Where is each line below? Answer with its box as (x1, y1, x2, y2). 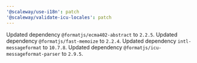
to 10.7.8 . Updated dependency (43, 43, 122, 51)
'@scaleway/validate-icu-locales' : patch (6, 14, 112, 20)
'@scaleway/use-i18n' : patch (6, 8, 80, 15)
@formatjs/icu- (123, 44, 161, 51)
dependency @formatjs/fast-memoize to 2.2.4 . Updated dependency (6, 37, 177, 44)
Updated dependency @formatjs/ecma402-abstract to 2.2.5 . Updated (6, 31, 178, 38)
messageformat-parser (6, 51, 61, 57)
